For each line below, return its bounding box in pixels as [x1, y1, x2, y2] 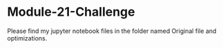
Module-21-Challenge [7, 4, 135, 20]
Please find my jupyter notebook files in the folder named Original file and [7, 27, 217, 35]
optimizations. [7, 34, 48, 42]
